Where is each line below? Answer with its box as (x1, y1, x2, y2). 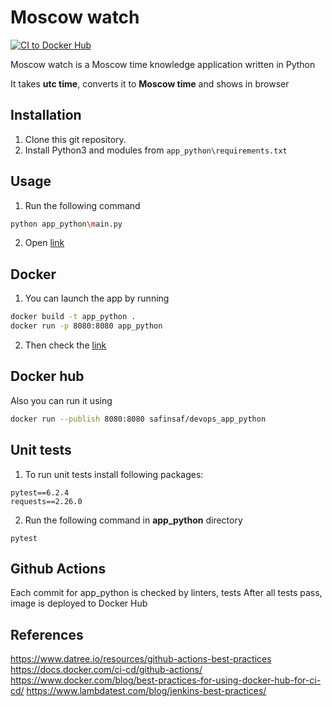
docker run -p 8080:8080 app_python (10, 321, 163, 331)
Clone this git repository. (24, 133, 127, 145)
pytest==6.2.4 (10, 487, 70, 498)
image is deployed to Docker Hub (10, 597, 148, 610)
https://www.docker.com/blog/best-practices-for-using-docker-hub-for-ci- (10, 674, 322, 686)
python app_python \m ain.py (10, 219, 123, 229)
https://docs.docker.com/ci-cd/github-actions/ (10, 664, 203, 676)
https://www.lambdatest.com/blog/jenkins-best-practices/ (26, 685, 267, 697)
